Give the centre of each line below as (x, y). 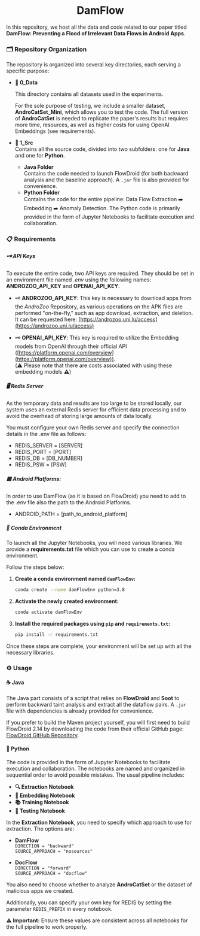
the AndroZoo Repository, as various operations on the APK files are (99, 307)
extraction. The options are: (40, 829)
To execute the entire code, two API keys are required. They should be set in (100, 274)
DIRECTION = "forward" (43, 868)
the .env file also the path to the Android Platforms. (69, 502)
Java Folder (39, 167)
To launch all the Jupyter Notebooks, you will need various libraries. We (94, 543)
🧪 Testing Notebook (40, 811)
